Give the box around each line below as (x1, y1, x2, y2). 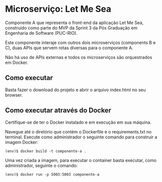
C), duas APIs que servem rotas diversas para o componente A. (5, 45, 134, 51)
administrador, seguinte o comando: (5, 162, 78, 168)
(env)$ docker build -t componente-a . (5, 149, 87, 154)
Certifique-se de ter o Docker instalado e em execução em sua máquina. (5, 119, 152, 125)
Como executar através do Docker (5, 106, 112, 115)
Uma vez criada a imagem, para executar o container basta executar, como (5, 157, 157, 163)
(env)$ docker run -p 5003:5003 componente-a (5, 172, 99, 177)
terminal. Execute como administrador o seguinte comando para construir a (5, 134, 158, 140)
